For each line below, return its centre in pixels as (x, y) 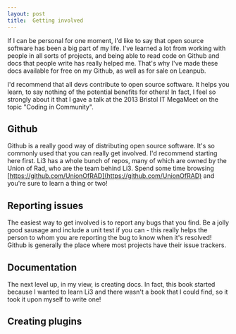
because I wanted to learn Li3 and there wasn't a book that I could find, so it (118, 292)
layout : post (26, 14)
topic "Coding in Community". (50, 107)
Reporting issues (45, 205)
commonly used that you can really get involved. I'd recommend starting (112, 153)
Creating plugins (45, 322)
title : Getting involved (45, 20)
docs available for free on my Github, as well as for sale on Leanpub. (107, 71)
